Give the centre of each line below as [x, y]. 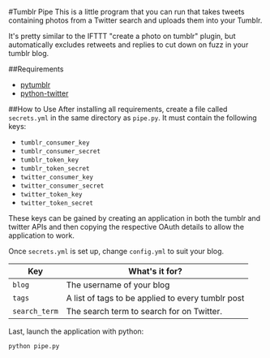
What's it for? [155, 271]
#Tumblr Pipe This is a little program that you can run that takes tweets [126, 12]
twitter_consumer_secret [62, 186]
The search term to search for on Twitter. [144, 311]
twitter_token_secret [56, 203]
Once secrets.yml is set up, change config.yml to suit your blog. [116, 251]
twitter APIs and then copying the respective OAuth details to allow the [126, 227]
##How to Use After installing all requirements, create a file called [118, 109]
